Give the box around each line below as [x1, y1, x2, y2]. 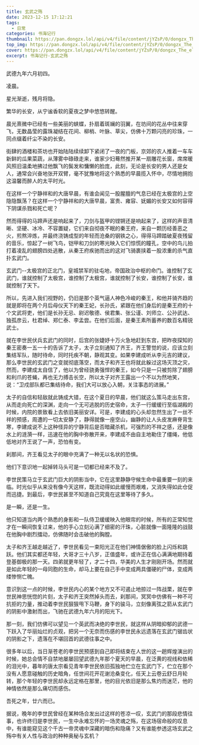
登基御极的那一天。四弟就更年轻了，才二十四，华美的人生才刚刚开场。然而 [6, 558, 188, 565]
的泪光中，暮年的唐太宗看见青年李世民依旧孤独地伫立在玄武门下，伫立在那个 [6, 662, 193, 670]
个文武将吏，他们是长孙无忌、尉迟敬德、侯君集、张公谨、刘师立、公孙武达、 [6, 309, 193, 316]
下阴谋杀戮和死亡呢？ [6, 204, 58, 212]
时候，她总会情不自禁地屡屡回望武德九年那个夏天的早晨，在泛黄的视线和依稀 [6, 655, 193, 662]
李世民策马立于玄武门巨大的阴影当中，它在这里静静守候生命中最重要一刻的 [6, 475, 188, 483]
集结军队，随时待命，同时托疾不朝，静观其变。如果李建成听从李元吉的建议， [6, 351, 193, 359]
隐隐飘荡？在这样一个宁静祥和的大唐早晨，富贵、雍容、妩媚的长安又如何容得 [6, 197, 193, 204]
